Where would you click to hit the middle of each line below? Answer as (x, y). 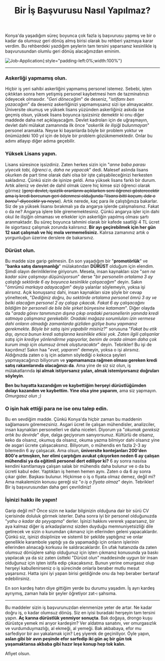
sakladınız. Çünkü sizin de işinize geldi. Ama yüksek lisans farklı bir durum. (81, 180)
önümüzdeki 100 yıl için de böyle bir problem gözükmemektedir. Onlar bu (79, 136)
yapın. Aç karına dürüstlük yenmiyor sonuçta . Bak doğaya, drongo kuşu (79, 618)
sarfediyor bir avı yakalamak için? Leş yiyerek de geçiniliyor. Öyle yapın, (78, 633)
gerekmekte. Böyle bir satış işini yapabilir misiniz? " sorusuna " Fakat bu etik (81, 329)
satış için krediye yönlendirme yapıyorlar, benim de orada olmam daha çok (81, 340)
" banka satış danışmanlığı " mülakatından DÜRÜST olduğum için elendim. (80, 266)
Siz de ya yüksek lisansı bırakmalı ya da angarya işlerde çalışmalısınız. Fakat (82, 206)
